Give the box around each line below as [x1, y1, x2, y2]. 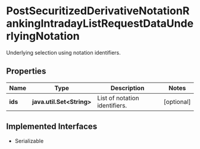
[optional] [163, 97, 191, 106]
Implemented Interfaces [6, 122, 98, 132]
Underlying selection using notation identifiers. [6, 49, 121, 56]
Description [110, 84, 145, 92]
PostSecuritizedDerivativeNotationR [6, 4, 190, 18]
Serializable [14, 137, 44, 144]
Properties [6, 66, 46, 77]
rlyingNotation [6, 30, 80, 43]
